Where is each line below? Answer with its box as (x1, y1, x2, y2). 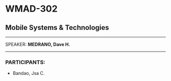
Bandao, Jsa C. (12, 70, 45, 76)
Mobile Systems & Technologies (5, 23, 109, 32)
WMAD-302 (5, 3, 58, 15)
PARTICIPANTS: (5, 59, 46, 66)
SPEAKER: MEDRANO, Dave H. (5, 42, 70, 47)
